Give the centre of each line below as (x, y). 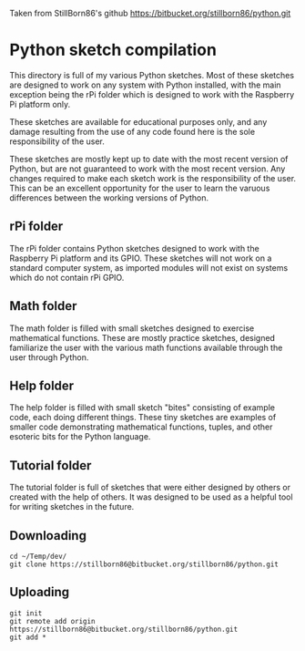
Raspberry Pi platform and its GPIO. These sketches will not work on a (141, 258)
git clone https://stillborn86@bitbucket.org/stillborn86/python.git (144, 564)
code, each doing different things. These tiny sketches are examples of (143, 418)
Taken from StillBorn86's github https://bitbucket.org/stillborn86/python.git (150, 13)
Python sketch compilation (113, 50)
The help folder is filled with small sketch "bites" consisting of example (142, 408)
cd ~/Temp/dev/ (38, 556)
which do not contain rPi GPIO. (67, 277)
